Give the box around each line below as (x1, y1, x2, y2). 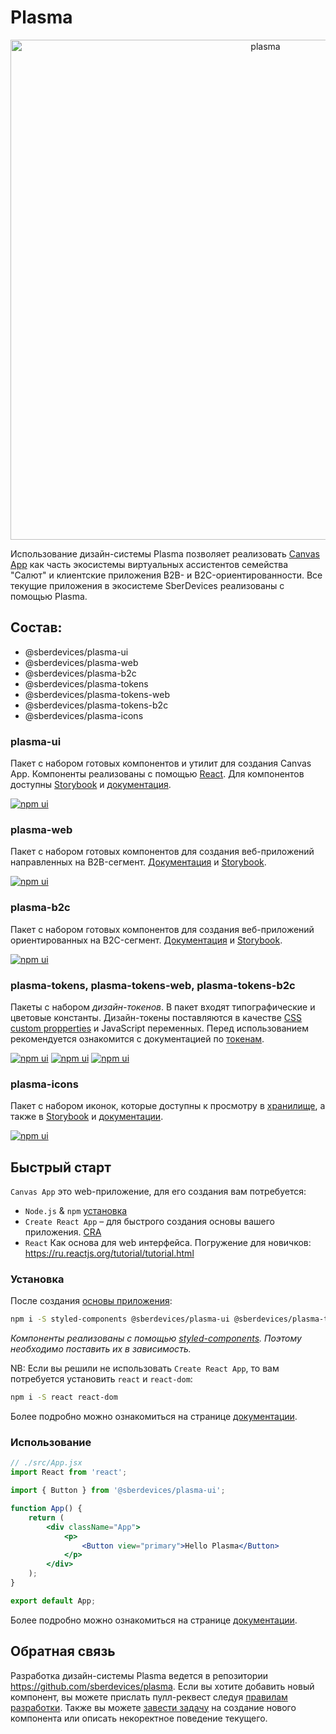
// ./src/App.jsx (10, 1458, 83, 1468)
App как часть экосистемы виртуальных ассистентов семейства (10, 558, 288, 570)
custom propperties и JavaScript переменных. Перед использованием (10, 1022, 309, 1034)
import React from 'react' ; (10, 1467, 128, 1478)
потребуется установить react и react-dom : (10, 1373, 193, 1385)
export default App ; (10, 1596, 97, 1606)
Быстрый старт (10, 1159, 112, 1176)
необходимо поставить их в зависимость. (10, 1343, 192, 1355)
